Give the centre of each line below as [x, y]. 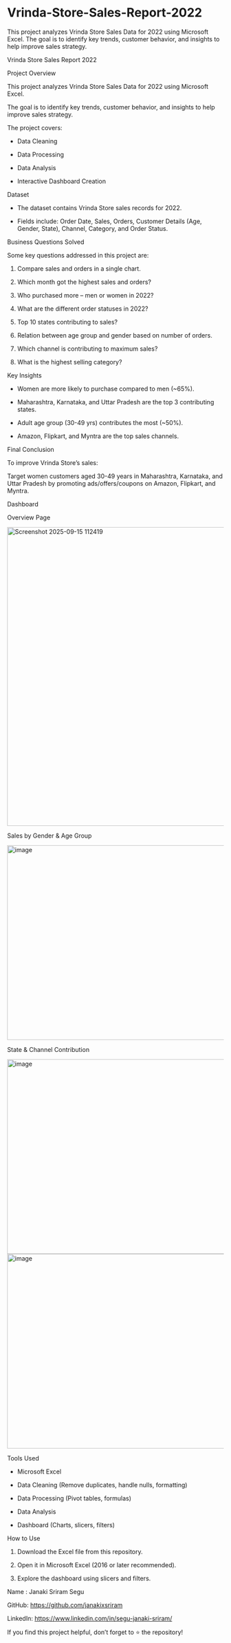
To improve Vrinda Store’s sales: [53, 462]
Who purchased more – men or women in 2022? [85, 295]
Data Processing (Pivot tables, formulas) [74, 1498]
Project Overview [32, 73]
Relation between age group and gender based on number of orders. [115, 335]
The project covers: [35, 127]
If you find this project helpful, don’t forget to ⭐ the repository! [95, 1632]
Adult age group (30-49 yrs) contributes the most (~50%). [100, 422]
